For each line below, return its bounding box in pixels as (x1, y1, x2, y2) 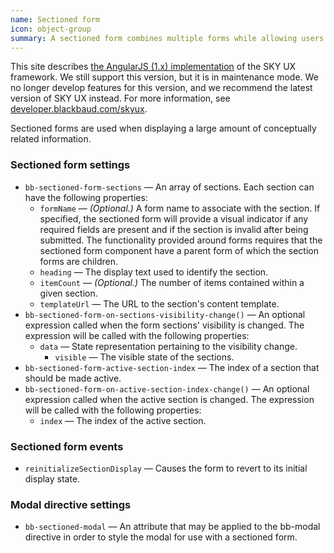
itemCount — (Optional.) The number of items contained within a (39, 276, 305, 288)
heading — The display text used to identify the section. (39, 266, 269, 278)
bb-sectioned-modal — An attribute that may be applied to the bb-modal (24, 521, 321, 533)
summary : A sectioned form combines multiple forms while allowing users (10, 33, 325, 43)
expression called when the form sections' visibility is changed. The (24, 319, 305, 331)
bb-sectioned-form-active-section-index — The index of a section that (24, 361, 320, 373)
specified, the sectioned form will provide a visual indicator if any (39, 212, 309, 225)
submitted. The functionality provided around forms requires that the (39, 234, 323, 246)
